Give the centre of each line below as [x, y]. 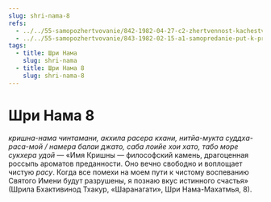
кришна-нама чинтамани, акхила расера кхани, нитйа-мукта [116, 138]
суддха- [240, 138]
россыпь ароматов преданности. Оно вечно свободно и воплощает [126, 163]
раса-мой [25, 146]
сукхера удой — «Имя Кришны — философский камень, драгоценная [129, 155]
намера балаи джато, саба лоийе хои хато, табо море [144, 146]
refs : [17, 23]
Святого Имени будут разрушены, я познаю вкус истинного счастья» [128, 180]
